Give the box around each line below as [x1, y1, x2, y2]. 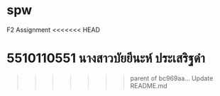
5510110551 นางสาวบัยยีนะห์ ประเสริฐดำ [6, 50, 205, 66]
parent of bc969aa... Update [130, 73, 214, 83]
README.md [130, 81, 167, 90]
